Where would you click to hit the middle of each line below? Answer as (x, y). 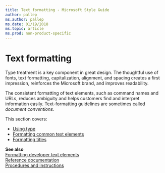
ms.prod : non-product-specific (38, 33)
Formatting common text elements (48, 134)
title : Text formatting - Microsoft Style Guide (57, 10)
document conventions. (30, 109)
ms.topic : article (24, 29)
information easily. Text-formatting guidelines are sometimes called (75, 104)
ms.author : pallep (24, 19)
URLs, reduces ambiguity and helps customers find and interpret (72, 98)
